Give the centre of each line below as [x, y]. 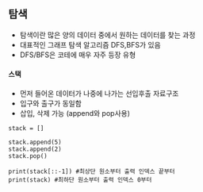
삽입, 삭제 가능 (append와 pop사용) [75, 113]
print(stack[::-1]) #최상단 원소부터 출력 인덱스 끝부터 [92, 172]
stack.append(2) [35, 149]
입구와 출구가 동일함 [50, 104]
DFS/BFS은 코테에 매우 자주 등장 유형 [78, 55]
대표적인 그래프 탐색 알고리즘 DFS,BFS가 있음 [90, 44]
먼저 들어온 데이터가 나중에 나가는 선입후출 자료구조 [99, 94]
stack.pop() [28, 156]
